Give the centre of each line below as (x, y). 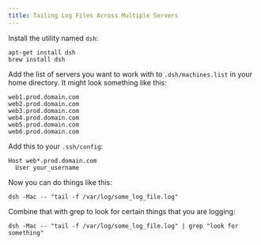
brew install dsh (37, 59)
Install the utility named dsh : (53, 38)
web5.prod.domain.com (44, 124)
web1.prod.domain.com (44, 97)
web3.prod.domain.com (44, 111)
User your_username (47, 168)
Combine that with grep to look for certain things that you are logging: (122, 211)
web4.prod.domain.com (44, 118)
